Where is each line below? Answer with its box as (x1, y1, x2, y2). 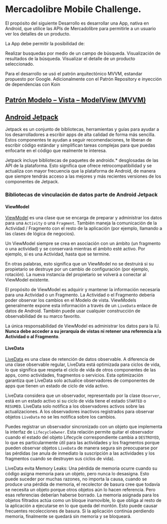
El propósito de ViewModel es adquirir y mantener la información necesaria (5, 287, 160, 293)
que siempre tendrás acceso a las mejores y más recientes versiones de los (5, 173, 161, 179)
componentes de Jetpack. (5, 179, 59, 185)
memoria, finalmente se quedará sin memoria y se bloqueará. (5, 513, 131, 519)
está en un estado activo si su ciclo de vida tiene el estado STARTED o (5, 398, 146, 404)
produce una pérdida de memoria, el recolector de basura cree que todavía (5, 481, 160, 487)
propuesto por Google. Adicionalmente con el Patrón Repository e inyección (5, 76, 162, 82)
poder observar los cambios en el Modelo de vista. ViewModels (5, 297, 136, 303)
